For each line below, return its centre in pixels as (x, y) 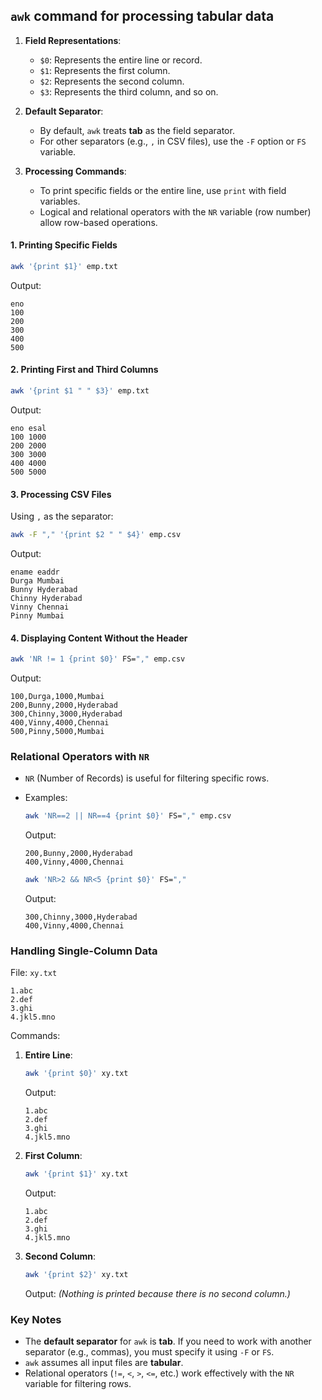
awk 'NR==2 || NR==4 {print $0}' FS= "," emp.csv (128, 816)
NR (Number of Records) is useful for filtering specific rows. (147, 778)
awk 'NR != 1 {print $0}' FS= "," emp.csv (98, 659)
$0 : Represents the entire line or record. (121, 60)
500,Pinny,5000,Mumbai (57, 732)
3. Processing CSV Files (61, 494)
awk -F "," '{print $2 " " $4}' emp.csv (96, 535)
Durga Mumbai (37, 581)
